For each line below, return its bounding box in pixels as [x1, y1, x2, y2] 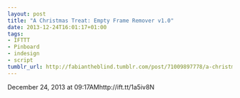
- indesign [7, 50, 40, 58]
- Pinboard [7, 43, 40, 50]
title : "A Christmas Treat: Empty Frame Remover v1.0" [7, 17, 174, 24]
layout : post [7, 10, 46, 18]
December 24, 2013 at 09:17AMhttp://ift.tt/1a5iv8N [7, 82, 155, 91]
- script [7, 57, 34, 64]
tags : [7, 30, 24, 38]
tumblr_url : [7, 63, 43, 70]
